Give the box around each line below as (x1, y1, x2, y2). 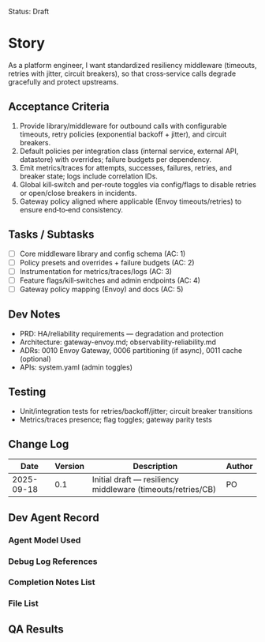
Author (226, 461, 253, 472)
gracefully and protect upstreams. (8, 77, 119, 86)
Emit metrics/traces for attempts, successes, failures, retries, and (19, 163, 233, 172)
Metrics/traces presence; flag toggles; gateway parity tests (19, 415, 213, 424)
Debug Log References (8, 556, 98, 567)
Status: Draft (8, 7, 50, 16)
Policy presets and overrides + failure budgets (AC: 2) (19, 257, 195, 267)
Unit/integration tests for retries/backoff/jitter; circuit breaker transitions (19, 406, 253, 415)
